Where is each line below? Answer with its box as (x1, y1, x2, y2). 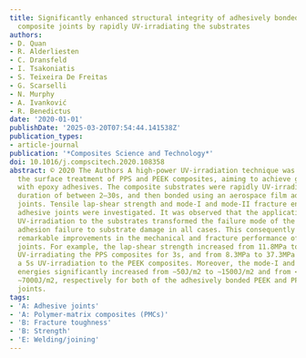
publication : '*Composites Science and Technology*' (9, 148, 214, 158)
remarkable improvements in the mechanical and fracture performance (17, 233, 287, 242)
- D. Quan (9, 38, 47, 48)
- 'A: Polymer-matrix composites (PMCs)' (9, 310, 169, 319)
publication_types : (9, 132, 84, 141)
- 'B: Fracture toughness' (9, 318, 112, 328)
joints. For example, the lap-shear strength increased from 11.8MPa (17, 242, 287, 251)
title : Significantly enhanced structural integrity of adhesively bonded (9, 13, 300, 23)
